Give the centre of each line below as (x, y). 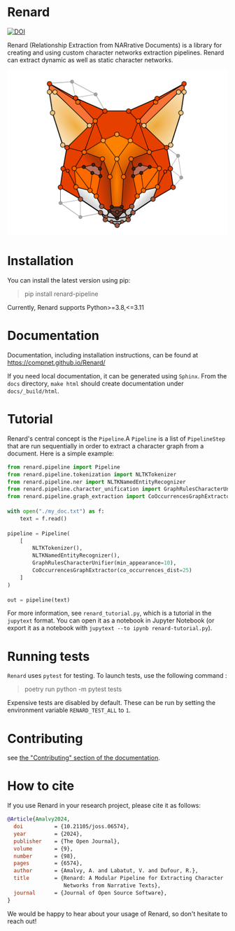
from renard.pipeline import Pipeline (64, 467)
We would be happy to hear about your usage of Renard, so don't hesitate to (117, 914)
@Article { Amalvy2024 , (39, 819)
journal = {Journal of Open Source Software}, (91, 893)
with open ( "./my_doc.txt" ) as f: (56, 511)
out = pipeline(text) (39, 600)
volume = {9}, (43, 848)
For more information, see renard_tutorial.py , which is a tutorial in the (109, 613)
